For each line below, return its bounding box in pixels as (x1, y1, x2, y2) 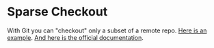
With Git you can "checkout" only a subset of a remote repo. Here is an (7, 26, 207, 34)
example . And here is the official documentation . (7, 33, 144, 41)
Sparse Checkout (7, 4, 108, 20)
